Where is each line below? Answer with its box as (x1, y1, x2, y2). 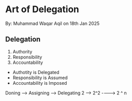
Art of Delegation (5, 4, 80, 15)
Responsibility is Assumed (12, 75, 68, 81)
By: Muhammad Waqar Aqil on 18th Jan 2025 (5, 20, 100, 26)
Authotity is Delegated (12, 69, 59, 75)
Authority (12, 48, 32, 54)
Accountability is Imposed (12, 80, 68, 86)
